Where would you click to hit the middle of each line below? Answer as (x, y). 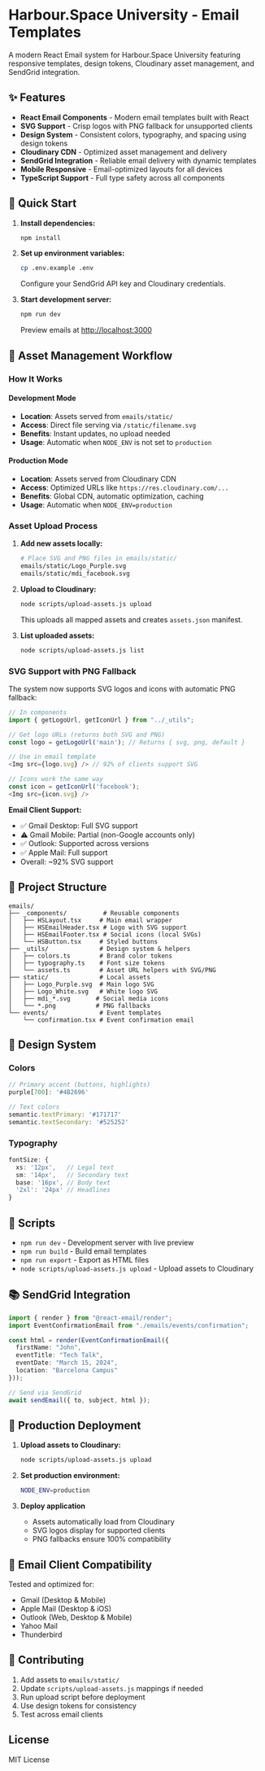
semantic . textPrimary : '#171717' (65, 1115)
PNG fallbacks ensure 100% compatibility (102, 1539)
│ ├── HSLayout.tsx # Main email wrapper (91, 920)
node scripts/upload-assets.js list (82, 650)
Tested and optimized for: (52, 1584)
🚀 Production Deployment (75, 1425)
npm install (40, 238)
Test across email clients (61, 1714)
